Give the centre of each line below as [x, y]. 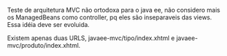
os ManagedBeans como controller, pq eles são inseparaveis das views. [110, 17]
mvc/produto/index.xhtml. [44, 45]
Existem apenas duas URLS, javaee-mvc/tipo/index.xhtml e [91, 38]
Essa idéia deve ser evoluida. [48, 25]
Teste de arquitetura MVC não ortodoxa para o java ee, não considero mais [114, 10]
